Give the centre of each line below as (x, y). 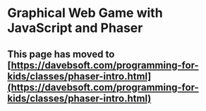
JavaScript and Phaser (75, 28)
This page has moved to (61, 54)
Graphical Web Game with (85, 13)
